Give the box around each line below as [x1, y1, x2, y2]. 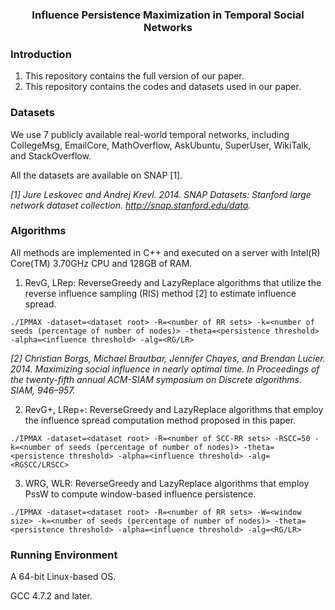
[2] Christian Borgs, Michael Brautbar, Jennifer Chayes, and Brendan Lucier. [10, 352, 326, 364]
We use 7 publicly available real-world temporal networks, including [10, 128, 290, 140]
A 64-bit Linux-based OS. [10, 571, 117, 583]
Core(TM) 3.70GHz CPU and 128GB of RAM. [10, 257, 193, 269]
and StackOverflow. [10, 149, 92, 162]
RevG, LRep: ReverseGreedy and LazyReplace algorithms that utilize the [24, 276, 322, 288]
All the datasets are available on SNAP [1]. [10, 169, 183, 181]
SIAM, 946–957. [10, 384, 76, 396]
